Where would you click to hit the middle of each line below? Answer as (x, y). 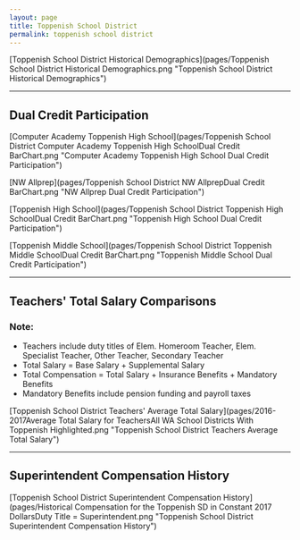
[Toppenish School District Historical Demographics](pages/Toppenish (139, 60)
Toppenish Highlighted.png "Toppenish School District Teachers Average (144, 429)
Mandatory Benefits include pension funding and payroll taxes (137, 393)
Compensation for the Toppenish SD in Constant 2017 (173, 507)
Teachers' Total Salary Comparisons (113, 301)
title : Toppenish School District (74, 26)
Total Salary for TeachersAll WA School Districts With (156, 420)
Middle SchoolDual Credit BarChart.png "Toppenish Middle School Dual (141, 255)
